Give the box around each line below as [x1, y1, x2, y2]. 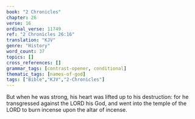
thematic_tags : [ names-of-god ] [6, 71, 86, 77]
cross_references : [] [6, 59, 62, 66]
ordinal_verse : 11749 [6, 25, 62, 32]
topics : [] [6, 54, 34, 60]
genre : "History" [6, 43, 51, 49]
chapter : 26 [6, 15, 37, 21]
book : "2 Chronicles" [6, 8, 62, 15]
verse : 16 [6, 20, 32, 26]
